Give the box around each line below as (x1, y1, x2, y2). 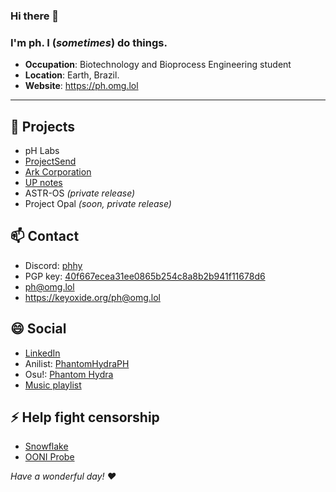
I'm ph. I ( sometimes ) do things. (10, 35, 168, 49)
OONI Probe (24, 451, 75, 463)
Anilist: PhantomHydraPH (24, 357, 130, 369)
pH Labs (24, 145, 60, 157)
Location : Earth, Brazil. (24, 69, 120, 81)
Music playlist (24, 379, 82, 391)
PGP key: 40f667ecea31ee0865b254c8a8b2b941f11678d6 (24, 270, 266, 282)
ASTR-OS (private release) (24, 187, 136, 199)
